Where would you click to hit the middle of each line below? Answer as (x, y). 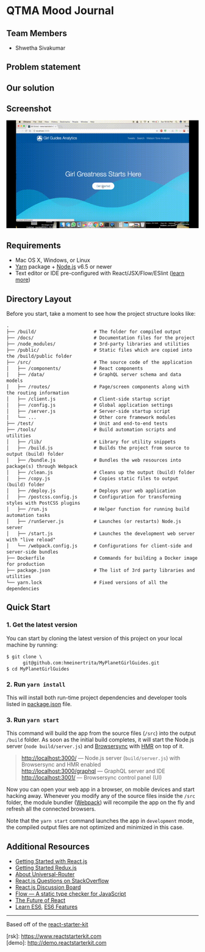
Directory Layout (39, 299)
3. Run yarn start (33, 720)
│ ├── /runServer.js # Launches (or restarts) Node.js (94, 522)
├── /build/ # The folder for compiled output (94, 332)
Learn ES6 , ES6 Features (46, 907)
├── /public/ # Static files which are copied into (99, 350)
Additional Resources (48, 846)
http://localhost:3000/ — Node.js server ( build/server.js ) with (101, 758)
